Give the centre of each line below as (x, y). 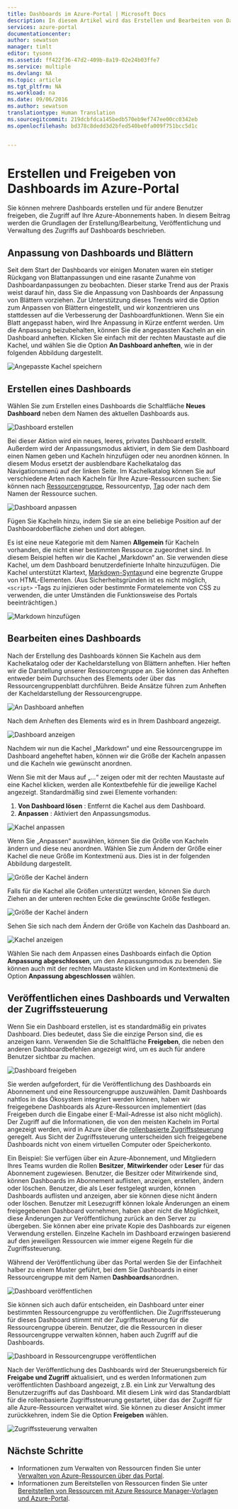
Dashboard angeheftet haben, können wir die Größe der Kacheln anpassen (117, 756)
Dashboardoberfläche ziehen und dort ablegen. (77, 529)
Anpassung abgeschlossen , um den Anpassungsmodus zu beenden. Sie (115, 960)
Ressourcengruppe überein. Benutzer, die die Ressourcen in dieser (105, 1327)
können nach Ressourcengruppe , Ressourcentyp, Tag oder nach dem (109, 486)
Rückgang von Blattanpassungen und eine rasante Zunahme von (102, 278)
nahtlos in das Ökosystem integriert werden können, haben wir (99, 1099)
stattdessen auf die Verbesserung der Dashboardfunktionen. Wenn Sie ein (116, 315)
